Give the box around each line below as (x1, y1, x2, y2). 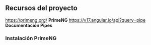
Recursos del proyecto (5, 4, 78, 12)
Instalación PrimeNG (5, 35, 57, 42)
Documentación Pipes (5, 22, 53, 28)
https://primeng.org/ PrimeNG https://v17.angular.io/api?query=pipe (5, 17, 146, 23)
